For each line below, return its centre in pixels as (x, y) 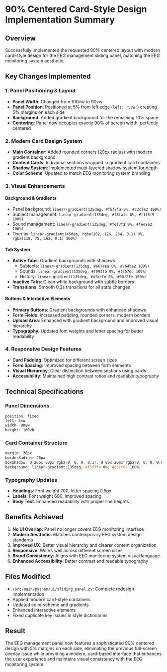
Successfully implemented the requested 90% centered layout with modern (83, 50)
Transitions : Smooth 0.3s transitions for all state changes (71, 287)
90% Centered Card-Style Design (76, 9)
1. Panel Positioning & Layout (41, 91)
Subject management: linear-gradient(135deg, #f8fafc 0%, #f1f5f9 (83, 214)
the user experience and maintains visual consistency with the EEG (74, 659)
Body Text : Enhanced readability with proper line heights (71, 502)
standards (23, 540)
